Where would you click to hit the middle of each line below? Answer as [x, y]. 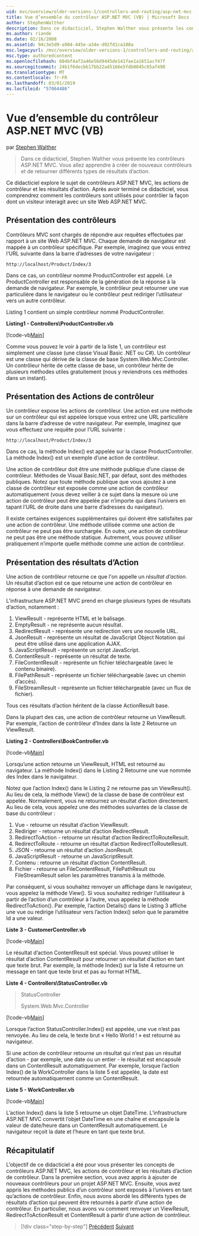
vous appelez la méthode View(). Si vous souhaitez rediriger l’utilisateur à [96, 893]
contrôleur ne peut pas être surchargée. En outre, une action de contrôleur [97, 531]
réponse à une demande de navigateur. [54, 589]
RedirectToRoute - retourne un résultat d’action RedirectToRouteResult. [101, 844]
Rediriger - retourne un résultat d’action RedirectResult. [82, 831]
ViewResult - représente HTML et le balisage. [70, 619]
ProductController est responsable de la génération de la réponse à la [91, 282]
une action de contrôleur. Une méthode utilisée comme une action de [91, 525]
